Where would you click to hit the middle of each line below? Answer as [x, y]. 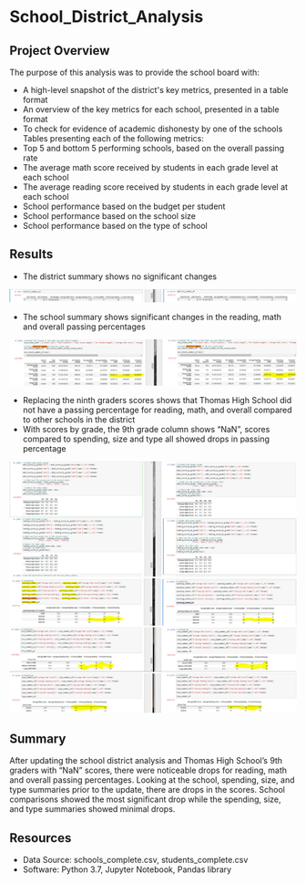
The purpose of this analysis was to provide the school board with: [134, 72]
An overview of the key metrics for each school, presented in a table [151, 109]
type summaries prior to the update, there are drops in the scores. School [147, 790]
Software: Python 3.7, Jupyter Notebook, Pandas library [127, 869]
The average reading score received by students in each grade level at [155, 187]
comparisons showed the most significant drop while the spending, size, [145, 799]
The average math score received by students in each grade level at [150, 167]
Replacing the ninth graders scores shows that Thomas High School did [157, 400]
